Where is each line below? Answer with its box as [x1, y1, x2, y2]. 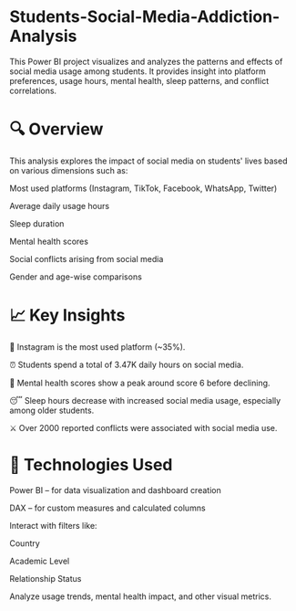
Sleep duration [9, 217, 65, 229]
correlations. [9, 85, 57, 96]
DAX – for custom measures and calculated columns [9, 502, 207, 513]
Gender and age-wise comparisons [9, 271, 143, 282]
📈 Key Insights [9, 305, 126, 326]
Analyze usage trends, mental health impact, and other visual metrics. [9, 591, 271, 602]
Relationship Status [9, 573, 82, 584]
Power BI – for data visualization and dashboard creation [9, 484, 221, 495]
